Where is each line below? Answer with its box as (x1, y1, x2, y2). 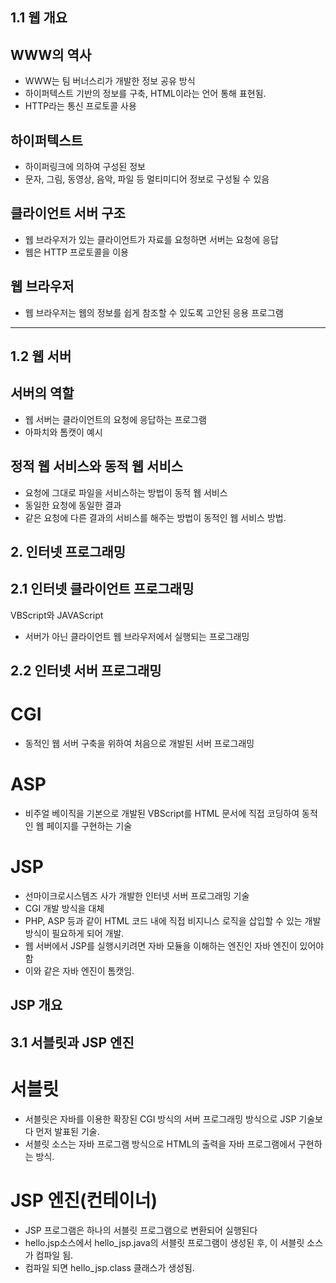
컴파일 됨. (35, 1249, 74, 1261)
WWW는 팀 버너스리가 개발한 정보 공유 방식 (24, 75, 196, 87)
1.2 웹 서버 (10, 348, 72, 365)
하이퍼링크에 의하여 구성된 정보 (24, 161, 146, 173)
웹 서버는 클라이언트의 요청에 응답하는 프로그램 (24, 413, 207, 425)
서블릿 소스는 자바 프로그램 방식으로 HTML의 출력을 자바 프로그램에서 (24, 1138, 296, 1150)
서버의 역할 (10, 385, 75, 402)
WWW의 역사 (10, 46, 92, 63)
